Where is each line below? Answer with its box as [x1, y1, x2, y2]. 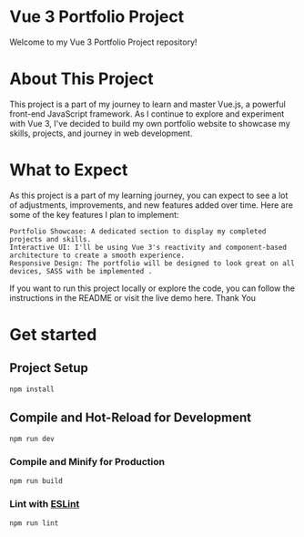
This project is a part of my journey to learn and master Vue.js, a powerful [9, 98, 287, 109]
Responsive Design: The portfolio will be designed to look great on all [9, 258, 296, 268]
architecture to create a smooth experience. [9, 251, 185, 260]
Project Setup [9, 360, 89, 376]
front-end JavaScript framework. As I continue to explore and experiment [9, 108, 285, 119]
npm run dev [9, 434, 55, 443]
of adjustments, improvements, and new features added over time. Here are [9, 199, 294, 211]
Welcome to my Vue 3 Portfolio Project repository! [9, 36, 198, 47]
